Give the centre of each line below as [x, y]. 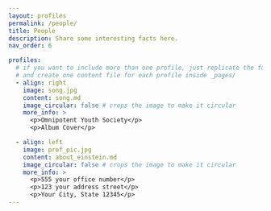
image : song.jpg [50, 90]
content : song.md [52, 97]
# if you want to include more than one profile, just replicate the [135, 68]
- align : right [41, 83]
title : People [32, 31]
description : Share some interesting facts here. [94, 38]
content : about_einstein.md [70, 157]
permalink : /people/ [43, 23]
